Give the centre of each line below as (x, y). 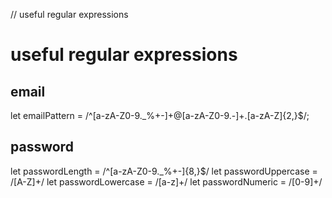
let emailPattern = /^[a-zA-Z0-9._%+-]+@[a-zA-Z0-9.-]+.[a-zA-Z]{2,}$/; (160, 115)
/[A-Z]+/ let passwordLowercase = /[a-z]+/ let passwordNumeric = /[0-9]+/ (166, 181)
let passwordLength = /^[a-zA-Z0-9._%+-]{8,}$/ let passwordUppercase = (164, 171)
